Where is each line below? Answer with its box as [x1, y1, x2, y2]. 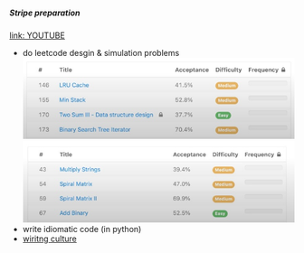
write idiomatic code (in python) [22, 223, 142, 234]
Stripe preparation [9, 7, 81, 18]
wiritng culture [22, 233, 77, 244]
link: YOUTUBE [9, 30, 65, 41]
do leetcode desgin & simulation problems [22, 47, 180, 58]
